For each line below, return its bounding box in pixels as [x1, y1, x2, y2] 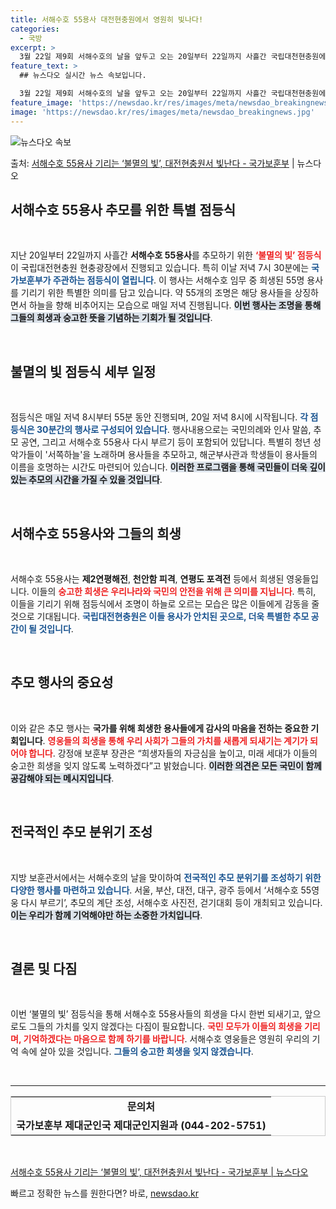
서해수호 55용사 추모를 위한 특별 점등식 [10, 201, 237, 218]
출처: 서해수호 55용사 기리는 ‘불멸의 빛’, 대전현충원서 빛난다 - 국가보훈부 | [10, 157, 295, 169]
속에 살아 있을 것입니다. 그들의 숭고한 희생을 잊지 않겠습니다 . [20, 1046, 254, 1058]
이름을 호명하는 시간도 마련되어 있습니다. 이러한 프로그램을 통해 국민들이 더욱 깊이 [10, 461, 326, 473]
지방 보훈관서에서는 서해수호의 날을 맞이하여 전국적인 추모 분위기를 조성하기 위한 [10, 871, 322, 883]
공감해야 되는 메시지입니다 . [10, 772, 115, 784]
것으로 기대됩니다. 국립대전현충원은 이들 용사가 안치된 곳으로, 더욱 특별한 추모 [10, 610, 310, 622]
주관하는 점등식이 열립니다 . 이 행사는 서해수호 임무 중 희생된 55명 [52, 274, 305, 286]
